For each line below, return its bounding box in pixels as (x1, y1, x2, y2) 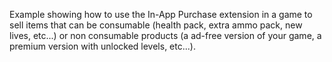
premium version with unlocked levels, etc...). (9, 40, 196, 52)
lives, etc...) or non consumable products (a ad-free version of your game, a (9, 30, 322, 41)
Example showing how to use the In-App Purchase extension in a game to (9, 9, 313, 20)
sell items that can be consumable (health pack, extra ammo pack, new (9, 19, 303, 31)
